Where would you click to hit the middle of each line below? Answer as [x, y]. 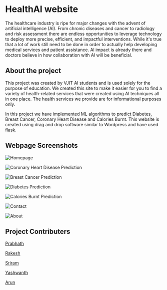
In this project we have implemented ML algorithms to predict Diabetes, [79, 114]
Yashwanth [17, 273]
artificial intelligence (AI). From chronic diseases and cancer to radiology [80, 28]
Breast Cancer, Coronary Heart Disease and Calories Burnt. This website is [82, 119]
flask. [11, 130]
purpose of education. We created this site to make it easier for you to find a [84, 88]
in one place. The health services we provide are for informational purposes [83, 99]
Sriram [12, 263]
